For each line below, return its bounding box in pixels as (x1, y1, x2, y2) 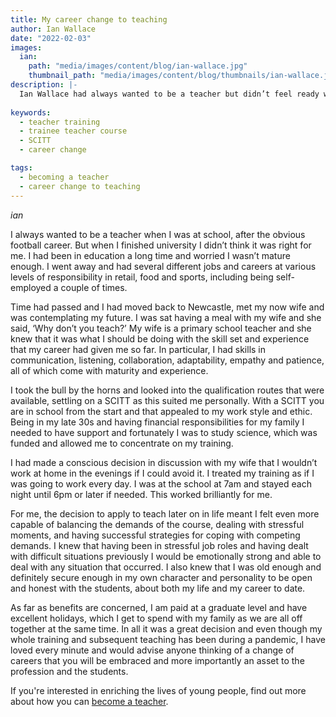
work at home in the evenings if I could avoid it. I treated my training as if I (10, 467, 315, 479)
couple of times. (60, 281, 128, 293)
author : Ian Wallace (10, 24, 97, 34)
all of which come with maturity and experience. (10, 364, 209, 376)
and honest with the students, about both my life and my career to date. (10, 582, 306, 594)
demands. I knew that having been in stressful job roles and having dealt (10, 539, 309, 551)
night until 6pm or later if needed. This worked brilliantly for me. (10, 488, 273, 500)
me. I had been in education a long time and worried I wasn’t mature (10, 249, 291, 261)
